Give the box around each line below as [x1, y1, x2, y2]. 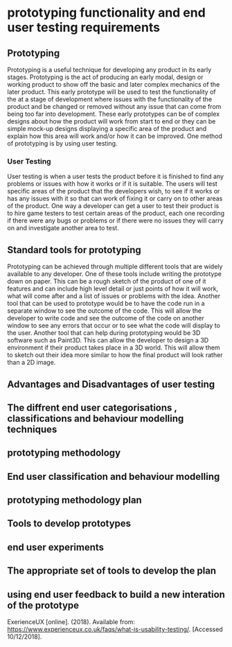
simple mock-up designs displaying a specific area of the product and [7, 125, 207, 132]
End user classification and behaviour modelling [7, 470, 220, 483]
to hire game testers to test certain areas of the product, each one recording [7, 209, 225, 218]
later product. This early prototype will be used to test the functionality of [7, 88, 216, 96]
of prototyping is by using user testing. [7, 139, 118, 147]
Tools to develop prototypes [7, 518, 132, 530]
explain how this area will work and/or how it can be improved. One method [7, 132, 223, 140]
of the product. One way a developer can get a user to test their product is [7, 202, 220, 210]
